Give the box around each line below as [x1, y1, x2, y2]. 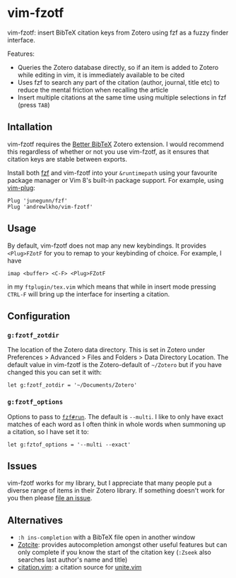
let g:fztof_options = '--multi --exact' [7, 441, 131, 448]
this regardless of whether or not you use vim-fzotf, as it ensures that [7, 147, 210, 156]
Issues [7, 460, 37, 472]
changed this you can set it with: [7, 368, 102, 377]
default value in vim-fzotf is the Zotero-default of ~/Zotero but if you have [7, 361, 223, 369]
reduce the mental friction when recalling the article [17, 85, 169, 94]
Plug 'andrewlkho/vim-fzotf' [7, 203, 93, 210]
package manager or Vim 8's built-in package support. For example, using [7, 176, 224, 184]
